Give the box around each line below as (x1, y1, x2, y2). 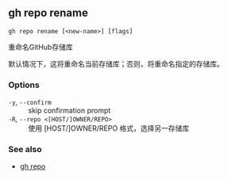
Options (8, 79, 40, 90)
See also (8, 144, 42, 155)
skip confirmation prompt (28, 106, 111, 116)
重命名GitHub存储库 (8, 42, 73, 51)
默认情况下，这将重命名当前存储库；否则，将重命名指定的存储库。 (8, 59, 224, 68)
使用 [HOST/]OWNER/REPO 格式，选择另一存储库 (28, 124, 190, 133)
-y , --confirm (8, 97, 52, 107)
